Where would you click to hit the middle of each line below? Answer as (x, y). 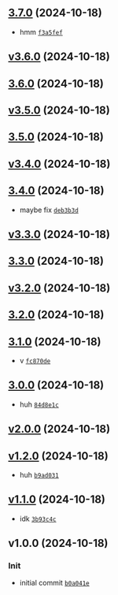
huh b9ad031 (39, 474)
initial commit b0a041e (54, 583)
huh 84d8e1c (39, 404)
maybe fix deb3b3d (49, 210)
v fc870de (35, 360)
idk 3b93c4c (38, 519)
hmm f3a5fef (41, 32)
